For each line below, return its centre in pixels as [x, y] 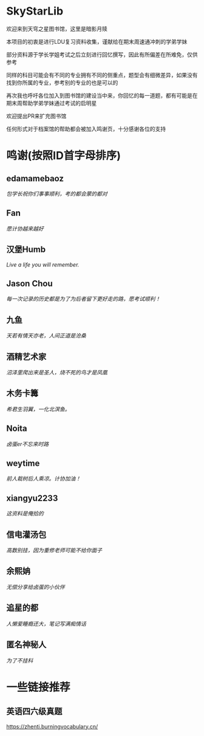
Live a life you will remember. [43, 265]
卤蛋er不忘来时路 [28, 444]
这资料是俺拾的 [25, 513]
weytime [23, 463]
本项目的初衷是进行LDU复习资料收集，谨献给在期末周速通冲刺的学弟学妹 [97, 41]
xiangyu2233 [32, 498]
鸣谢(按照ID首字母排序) [64, 156]
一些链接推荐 [39, 687]
